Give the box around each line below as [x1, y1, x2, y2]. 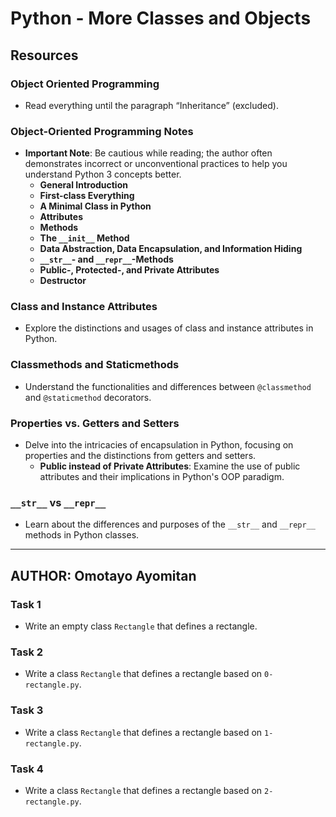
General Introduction [39, 179, 128, 191]
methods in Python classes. [24, 529, 140, 541]
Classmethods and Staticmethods [10, 358, 180, 372]
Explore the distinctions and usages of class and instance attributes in [24, 322, 314, 334]
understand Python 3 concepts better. [24, 168, 182, 181]
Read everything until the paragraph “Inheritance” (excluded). [24, 99, 279, 111]
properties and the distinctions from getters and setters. [24, 450, 257, 462]
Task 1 [10, 597, 42, 611]
